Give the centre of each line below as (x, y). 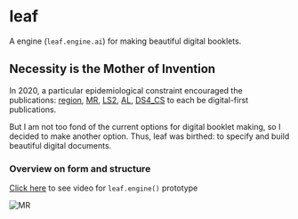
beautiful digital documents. (60, 145)
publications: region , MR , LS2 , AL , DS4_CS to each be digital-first (129, 100)
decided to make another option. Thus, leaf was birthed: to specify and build (149, 136)
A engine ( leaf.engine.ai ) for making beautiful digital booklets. (125, 41)
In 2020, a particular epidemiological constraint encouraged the (126, 90)
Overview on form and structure (80, 168)
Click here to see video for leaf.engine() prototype (104, 188)
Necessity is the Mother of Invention (113, 69)
